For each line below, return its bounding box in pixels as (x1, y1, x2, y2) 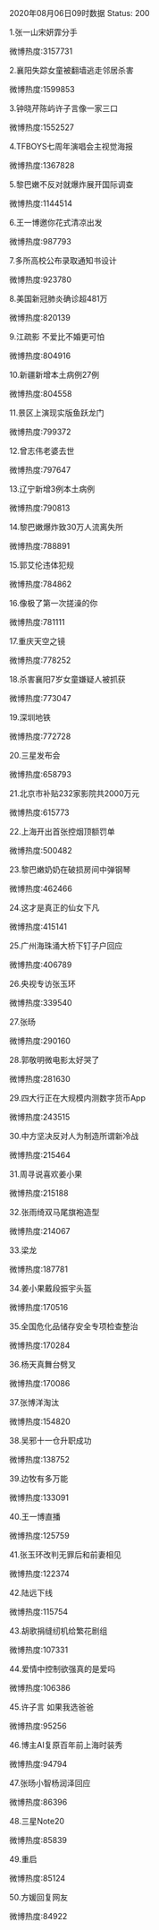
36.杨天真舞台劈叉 (9, 1360, 76, 1369)
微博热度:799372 (9, 426, 71, 437)
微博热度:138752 (9, 1454, 70, 1464)
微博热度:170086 (9, 1378, 71, 1388)
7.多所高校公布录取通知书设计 (9, 255, 118, 266)
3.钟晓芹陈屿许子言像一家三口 (9, 103, 119, 114)
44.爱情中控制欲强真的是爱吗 (9, 1664, 116, 1674)
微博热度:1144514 (9, 198, 73, 209)
